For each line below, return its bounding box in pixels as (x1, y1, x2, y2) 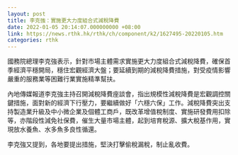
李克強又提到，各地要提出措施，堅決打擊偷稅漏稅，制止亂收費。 (7, 140, 193, 149)
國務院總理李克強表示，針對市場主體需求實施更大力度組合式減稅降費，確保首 (7, 57, 231, 66)
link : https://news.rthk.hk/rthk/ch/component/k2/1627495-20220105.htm (7, 30, 223, 38)
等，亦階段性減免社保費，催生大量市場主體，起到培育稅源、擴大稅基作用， (7, 116, 225, 125)
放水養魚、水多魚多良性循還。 (13, 125, 101, 134)
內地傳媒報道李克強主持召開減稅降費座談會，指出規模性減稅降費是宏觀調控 (7, 90, 225, 98)
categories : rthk (7, 37, 59, 44)
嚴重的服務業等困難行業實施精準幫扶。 (7, 75, 119, 84)
